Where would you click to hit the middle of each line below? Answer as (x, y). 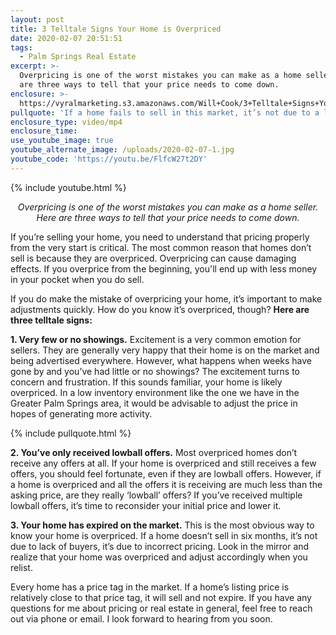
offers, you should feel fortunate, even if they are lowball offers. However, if (166, 473)
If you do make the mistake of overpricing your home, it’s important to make (166, 298)
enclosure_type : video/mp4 (66, 122)
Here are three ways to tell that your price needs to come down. (168, 217)
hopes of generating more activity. (81, 413)
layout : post (37, 19)
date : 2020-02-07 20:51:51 (66, 38)
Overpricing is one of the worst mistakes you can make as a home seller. (168, 207)
